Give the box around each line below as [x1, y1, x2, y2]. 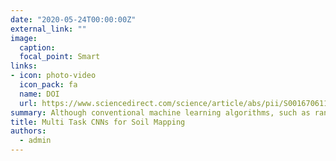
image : [10, 33, 38, 43]
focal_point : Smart [19, 52, 101, 62]
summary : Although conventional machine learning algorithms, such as [10, 107, 311, 118]
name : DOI [19, 89, 60, 99]
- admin [19, 136, 52, 146]
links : [10, 61, 38, 71]
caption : [19, 42, 56, 53]
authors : [10, 126, 47, 136]
